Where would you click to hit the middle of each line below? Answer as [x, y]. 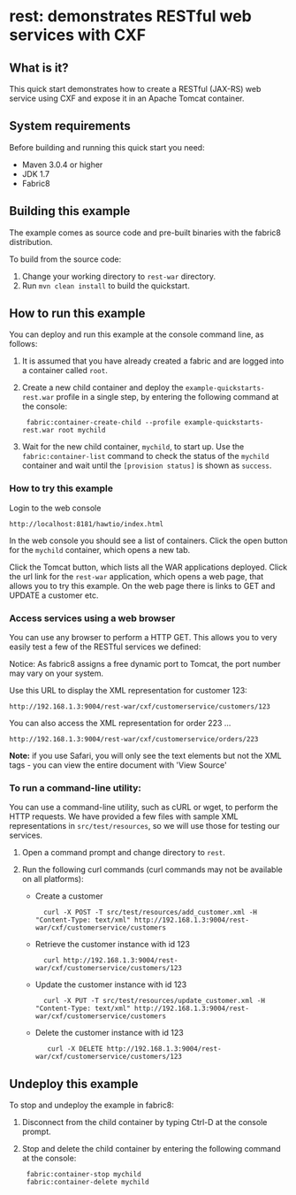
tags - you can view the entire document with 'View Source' [118, 765]
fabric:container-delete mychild [87, 1183]
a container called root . [65, 371]
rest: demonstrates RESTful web [130, 16]
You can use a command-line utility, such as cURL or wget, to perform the [144, 808]
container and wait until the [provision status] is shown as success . [147, 465]
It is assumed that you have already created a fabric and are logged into [153, 361]
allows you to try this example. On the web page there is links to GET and [142, 586]
